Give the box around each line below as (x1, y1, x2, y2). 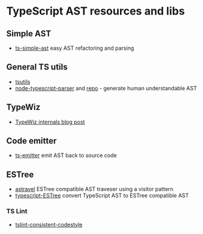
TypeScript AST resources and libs (6, 4, 185, 18)
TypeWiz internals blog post (15, 118, 85, 125)
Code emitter (6, 136, 57, 146)
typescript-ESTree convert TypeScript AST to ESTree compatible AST (15, 192, 189, 199)
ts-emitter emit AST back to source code (15, 152, 117, 159)
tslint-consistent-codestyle (15, 221, 83, 228)
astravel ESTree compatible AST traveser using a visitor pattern (15, 186, 174, 193)
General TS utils (6, 62, 68, 72)
